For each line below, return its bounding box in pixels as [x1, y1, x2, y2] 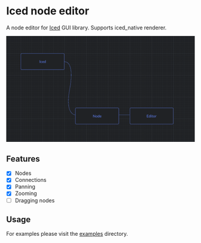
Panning [14, 183, 36, 190]
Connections [14, 177, 47, 184]
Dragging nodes [14, 196, 55, 204]
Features [6, 154, 40, 164]
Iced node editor [6, 4, 90, 18]
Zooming [14, 190, 37, 197]
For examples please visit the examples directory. [6, 230, 129, 238]
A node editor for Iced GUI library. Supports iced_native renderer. [6, 24, 167, 31]
